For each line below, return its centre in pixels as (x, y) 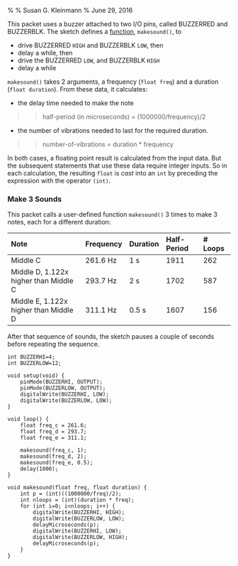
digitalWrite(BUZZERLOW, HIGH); (81, 538)
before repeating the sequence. (53, 344)
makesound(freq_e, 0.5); (57, 463)
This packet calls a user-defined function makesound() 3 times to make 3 (113, 214)
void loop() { (28, 419)
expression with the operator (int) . (59, 181)
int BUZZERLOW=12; (34, 364)
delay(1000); (39, 469)
